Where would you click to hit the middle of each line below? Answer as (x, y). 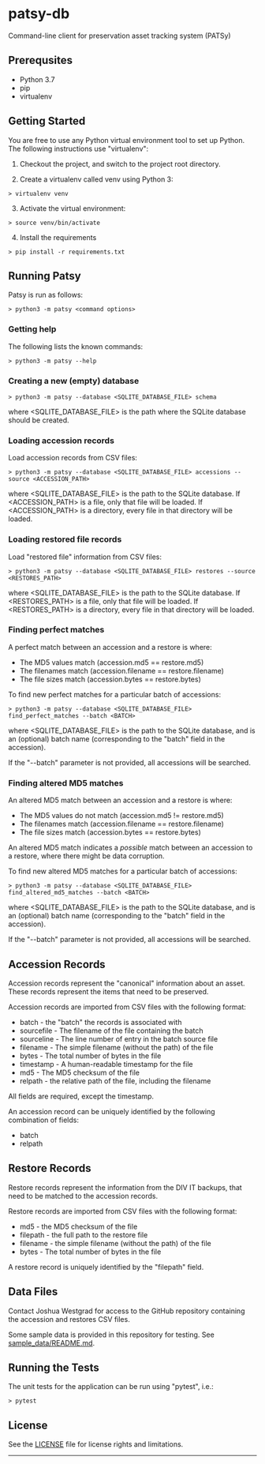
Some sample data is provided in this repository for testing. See (111, 1334)
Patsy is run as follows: (46, 295)
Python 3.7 (37, 79)
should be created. (39, 420)
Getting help (32, 329)
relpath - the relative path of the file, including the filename (115, 1081)
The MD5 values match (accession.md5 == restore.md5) (112, 662)
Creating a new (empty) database (74, 381)
